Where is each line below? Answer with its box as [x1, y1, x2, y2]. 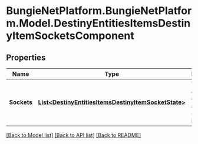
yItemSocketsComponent [6, 29, 134, 42]
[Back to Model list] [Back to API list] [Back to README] [6, 132, 141, 139]
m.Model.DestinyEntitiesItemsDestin [6, 16, 191, 30]
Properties [6, 52, 46, 62]
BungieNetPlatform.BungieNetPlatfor [6, 4, 192, 18]
